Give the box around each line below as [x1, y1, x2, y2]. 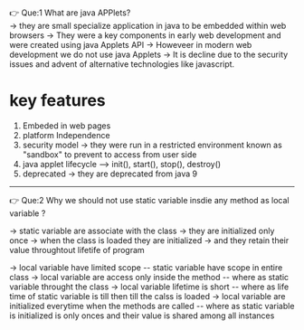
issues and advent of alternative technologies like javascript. [9, 59, 235, 70]
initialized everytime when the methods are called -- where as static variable [9, 300, 295, 311]
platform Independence [22, 129, 110, 140]
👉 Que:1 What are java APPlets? [9, 7, 131, 18]
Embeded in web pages [22, 120, 111, 131]
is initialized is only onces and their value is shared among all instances [9, 310, 275, 321]
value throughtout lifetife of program [9, 244, 145, 255]
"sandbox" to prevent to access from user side [22, 148, 197, 160]
